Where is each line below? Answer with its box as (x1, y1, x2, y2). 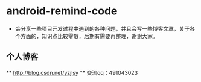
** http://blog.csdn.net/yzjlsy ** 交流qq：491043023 (6, 69, 138, 76)
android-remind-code (6, 4, 118, 18)
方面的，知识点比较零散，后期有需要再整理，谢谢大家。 (20, 32, 158, 40)
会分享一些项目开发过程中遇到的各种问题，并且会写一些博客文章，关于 (14, 25, 190, 32)
